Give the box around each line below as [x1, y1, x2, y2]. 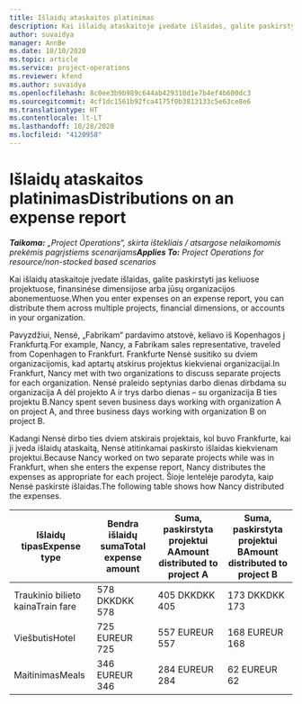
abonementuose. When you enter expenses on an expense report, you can [9, 293, 285, 303]
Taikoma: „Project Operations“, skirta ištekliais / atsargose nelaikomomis [9, 237, 281, 248]
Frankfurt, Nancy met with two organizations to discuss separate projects [9, 367, 281, 378]
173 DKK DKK [227, 589, 285, 601]
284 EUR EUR [157, 663, 214, 675]
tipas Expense [21, 539, 81, 552]
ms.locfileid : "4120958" [9, 131, 102, 140]
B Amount [236, 546, 279, 558]
